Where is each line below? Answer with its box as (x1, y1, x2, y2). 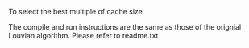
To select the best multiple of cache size (8, 7, 143, 16)
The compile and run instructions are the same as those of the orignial (8, 22, 242, 31)
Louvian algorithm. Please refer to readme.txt (8, 31, 159, 40)
